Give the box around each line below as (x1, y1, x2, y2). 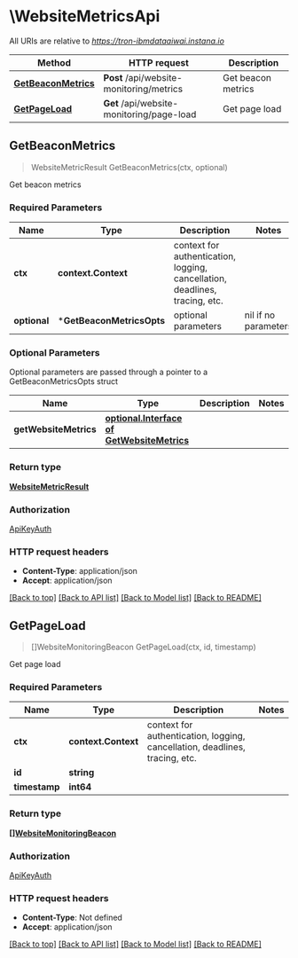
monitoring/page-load (103, 108, 197, 121)
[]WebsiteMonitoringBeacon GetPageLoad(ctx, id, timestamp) (30, 641, 257, 653)
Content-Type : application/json (21, 566, 137, 577)
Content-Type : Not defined (21, 912, 122, 923)
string (68, 766, 95, 779)
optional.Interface (105, 412, 183, 425)
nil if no (244, 309, 276, 321)
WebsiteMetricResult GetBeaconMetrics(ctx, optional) (30, 161, 228, 172)
